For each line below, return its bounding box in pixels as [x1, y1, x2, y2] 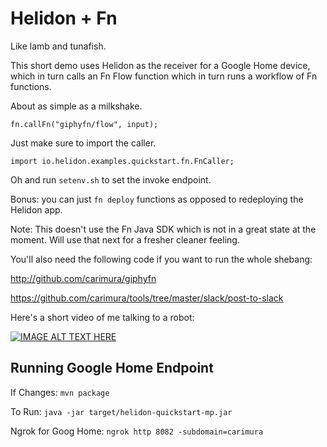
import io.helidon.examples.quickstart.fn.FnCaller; [10, 156, 235, 166]
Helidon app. [10, 203, 63, 216]
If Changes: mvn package [10, 386, 110, 398]
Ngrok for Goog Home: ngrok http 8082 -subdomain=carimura [10, 425, 264, 437]
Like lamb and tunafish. [10, 40, 107, 52]
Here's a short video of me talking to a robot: [10, 311, 195, 323]
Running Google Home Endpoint [10, 360, 214, 377]
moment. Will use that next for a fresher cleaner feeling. [10, 233, 240, 246]
